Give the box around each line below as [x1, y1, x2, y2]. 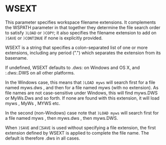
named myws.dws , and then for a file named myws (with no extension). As [5, 84, 159, 90]
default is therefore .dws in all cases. [5, 135, 80, 141]
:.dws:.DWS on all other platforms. [5, 70, 75, 75]
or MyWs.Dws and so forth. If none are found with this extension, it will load [5, 95, 160, 101]
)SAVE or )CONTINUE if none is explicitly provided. [5, 35, 103, 41]
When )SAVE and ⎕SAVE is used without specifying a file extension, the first [5, 124, 156, 131]
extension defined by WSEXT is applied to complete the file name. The [5, 130, 149, 136]
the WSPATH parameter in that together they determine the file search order [5, 24, 161, 30]
